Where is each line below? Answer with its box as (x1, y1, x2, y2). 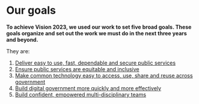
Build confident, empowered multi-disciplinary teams (14, 91, 146, 98)
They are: (6, 47, 30, 54)
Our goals (6, 4, 56, 17)
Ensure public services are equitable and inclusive (14, 65, 139, 72)
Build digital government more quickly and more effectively (14, 84, 161, 91)
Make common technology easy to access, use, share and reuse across (14, 72, 194, 79)
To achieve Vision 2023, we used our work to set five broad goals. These (6, 23, 192, 30)
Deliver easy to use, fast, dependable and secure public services (14, 59, 176, 66)
